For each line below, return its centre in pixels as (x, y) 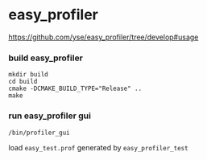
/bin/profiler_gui (39, 133)
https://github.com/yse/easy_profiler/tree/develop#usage (103, 37)
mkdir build (28, 75)
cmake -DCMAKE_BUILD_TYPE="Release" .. (75, 89)
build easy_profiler (46, 58)
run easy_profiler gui (50, 116)
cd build (23, 82)
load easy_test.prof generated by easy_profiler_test (98, 147)
